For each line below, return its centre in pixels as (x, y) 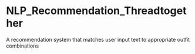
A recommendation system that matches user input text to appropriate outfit (98, 39)
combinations (23, 46)
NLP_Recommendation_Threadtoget (96, 11)
